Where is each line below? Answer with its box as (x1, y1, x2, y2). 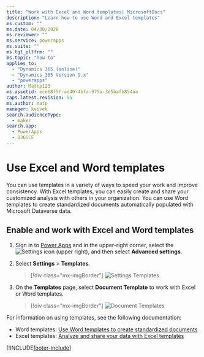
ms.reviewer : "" (6, 32, 48, 38)
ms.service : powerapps (6, 37, 64, 44)
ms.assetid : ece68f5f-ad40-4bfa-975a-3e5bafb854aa (6, 89, 138, 95)
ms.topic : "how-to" (6, 55, 56, 61)
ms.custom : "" (6, 20, 43, 26)
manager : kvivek (6, 106, 48, 112)
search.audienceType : (6, 112, 62, 118)
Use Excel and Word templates (6, 161, 165, 175)
